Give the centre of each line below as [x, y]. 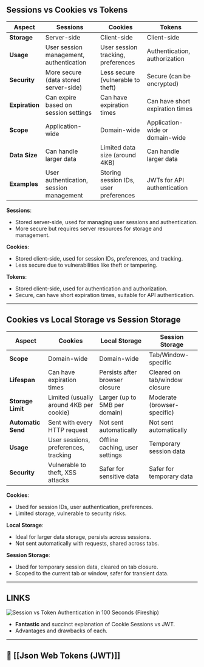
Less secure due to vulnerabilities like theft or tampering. [86, 265]
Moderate [163, 397]
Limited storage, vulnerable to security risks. [71, 513]
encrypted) [163, 83]
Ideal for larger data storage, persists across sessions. [83, 536]
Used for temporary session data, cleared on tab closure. [87, 567]
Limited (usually [70, 397]
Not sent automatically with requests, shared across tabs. [87, 543]
